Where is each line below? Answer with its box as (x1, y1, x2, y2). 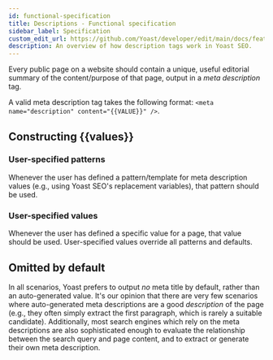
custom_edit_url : (8, 34, 67, 43)
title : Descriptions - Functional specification (8, 20, 176, 28)
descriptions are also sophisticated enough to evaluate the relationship (8, 325, 245, 335)
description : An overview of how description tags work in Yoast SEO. (8, 42, 253, 50)
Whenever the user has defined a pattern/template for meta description (8, 172, 248, 182)
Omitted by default (8, 261, 106, 275)
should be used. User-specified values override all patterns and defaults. (8, 237, 253, 247)
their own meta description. (8, 342, 101, 352)
